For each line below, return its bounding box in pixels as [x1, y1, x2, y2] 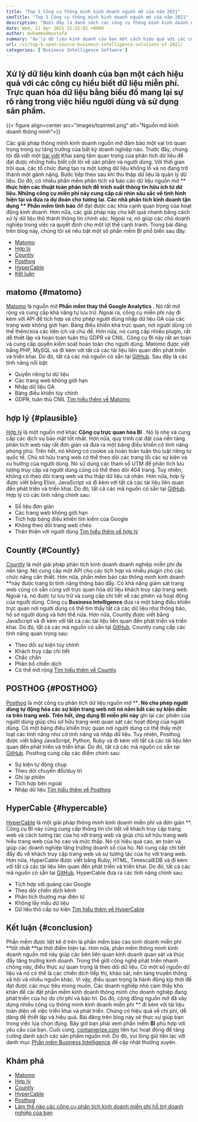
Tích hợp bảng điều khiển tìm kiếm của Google [14, 515, 128, 523]
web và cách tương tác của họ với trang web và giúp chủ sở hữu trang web [6, 831, 188, 838]
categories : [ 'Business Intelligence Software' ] [6, 47, 128, 53]
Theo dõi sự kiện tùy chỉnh [14, 642, 80, 648]
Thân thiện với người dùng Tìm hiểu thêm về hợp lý [14, 528, 138, 535]
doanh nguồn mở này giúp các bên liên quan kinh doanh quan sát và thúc [6, 951, 184, 958]
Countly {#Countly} [6, 545, 80, 555]
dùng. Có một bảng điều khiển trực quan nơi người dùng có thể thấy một [6, 724, 181, 731]
